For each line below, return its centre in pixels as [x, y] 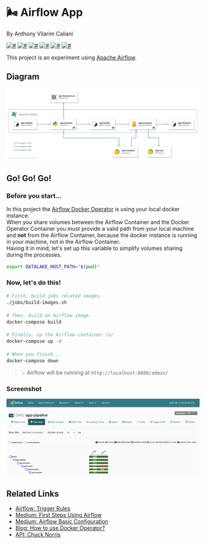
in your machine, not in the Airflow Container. [63, 241]
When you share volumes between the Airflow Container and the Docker [98, 222]
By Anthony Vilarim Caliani [40, 33]
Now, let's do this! [34, 282]
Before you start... [34, 196]
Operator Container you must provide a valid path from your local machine [100, 228]
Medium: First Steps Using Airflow [59, 515]
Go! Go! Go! [29, 178]
